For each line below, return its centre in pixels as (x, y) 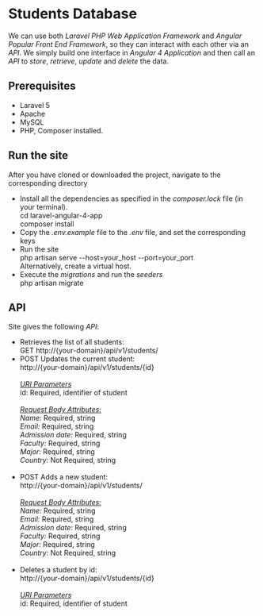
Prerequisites (42, 86)
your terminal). (44, 206)
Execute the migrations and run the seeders (91, 274)
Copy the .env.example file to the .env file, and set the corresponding (132, 232)
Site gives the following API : (54, 327)
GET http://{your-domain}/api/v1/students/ (89, 351)
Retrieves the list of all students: (72, 342)
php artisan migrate (51, 283)
